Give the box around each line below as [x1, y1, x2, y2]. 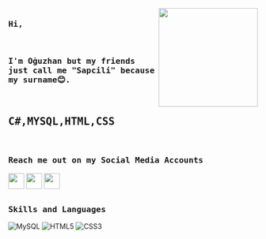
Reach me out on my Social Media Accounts [8, 155, 203, 166]
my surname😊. [8, 75, 71, 85]
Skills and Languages [8, 204, 106, 215]
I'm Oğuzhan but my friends [8, 56, 136, 66]
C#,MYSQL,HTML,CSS [8, 114, 115, 128]
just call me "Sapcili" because [8, 65, 155, 76]
